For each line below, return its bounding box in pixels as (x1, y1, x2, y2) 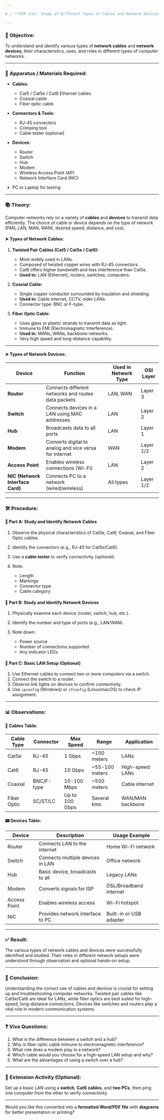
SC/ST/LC (33, 797, 56, 804)
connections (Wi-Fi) (45, 465, 93, 471)
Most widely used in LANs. (19, 256, 73, 262)
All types (108, 479, 128, 486)
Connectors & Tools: (12, 110, 55, 116)
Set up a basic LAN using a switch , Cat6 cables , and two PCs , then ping (5, 1084, 151, 1091)
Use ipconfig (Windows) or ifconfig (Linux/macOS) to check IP (12, 687, 141, 692)
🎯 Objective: (5, 32, 35, 39)
